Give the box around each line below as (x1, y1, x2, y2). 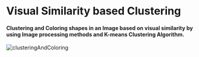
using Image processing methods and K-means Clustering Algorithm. (6, 31, 184, 38)
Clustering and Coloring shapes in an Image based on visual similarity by (6, 24, 194, 31)
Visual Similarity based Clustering (6, 4, 181, 18)
